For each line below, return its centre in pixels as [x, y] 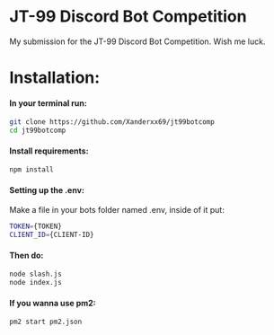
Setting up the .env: [47, 190]
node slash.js [36, 274]
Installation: [55, 78]
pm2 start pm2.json [46, 322]
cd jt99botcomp [38, 131]
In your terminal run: [48, 103]
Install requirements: [49, 151]
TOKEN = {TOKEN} [36, 226]
